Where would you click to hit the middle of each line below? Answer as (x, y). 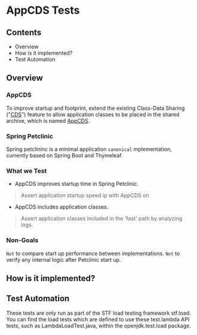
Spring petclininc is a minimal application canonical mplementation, (89, 149)
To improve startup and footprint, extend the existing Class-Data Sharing (96, 108)
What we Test (27, 170)
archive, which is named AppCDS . (48, 120)
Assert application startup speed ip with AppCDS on (85, 196)
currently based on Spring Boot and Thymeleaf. (64, 155)
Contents (24, 32)
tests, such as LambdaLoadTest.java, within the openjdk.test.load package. (98, 325)
